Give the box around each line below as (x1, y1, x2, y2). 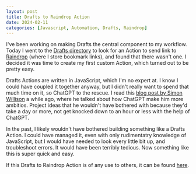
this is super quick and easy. (6, 150, 75, 158)
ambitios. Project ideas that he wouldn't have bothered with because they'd (6, 102, 188, 109)
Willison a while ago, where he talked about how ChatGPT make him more (6, 96, 184, 103)
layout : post (6, 8, 38, 15)
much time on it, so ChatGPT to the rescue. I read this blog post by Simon (6, 89, 183, 96)
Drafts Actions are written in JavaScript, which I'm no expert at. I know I (6, 77, 178, 84)
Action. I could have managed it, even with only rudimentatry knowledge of (6, 132, 187, 139)
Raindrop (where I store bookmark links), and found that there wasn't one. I (6, 53, 187, 60)
